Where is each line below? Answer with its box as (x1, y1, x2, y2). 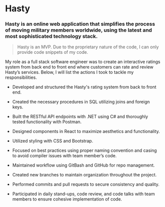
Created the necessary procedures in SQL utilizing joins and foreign (12, 99, 150, 105)
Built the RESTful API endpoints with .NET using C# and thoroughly (12, 114, 148, 120)
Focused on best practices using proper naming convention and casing (12, 147, 157, 153)
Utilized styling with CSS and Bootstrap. (12, 138, 94, 144)
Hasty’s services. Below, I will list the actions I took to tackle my (5, 69, 134, 75)
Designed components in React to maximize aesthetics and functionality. (12, 129, 160, 135)
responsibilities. (5, 74, 37, 80)
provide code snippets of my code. (17, 49, 89, 55)
